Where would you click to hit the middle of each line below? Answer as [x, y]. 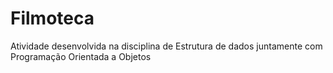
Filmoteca [52, 18]
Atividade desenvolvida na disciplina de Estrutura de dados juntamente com [166, 46]
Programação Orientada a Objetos [81, 56]
